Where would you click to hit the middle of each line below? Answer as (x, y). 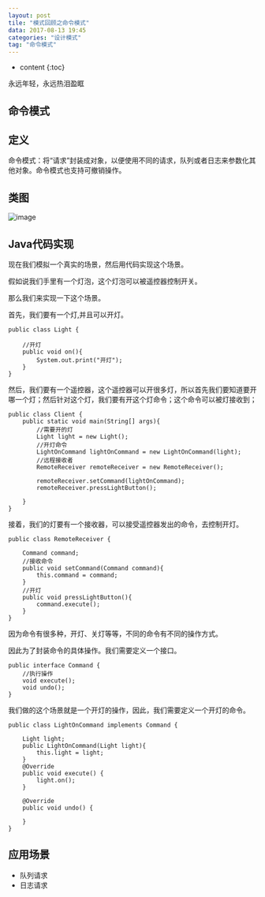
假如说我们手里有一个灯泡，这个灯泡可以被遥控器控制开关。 (105, 281)
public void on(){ (52, 352)
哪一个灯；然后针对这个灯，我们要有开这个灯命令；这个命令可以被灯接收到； (132, 399)
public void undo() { (58, 808)
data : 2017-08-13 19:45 (47, 30)
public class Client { (45, 414)
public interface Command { (54, 665)
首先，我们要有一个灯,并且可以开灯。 (68, 314)
